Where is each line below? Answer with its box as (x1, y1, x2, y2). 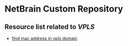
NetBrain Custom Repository (4, 3, 123, 15)
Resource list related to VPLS (4, 23, 95, 31)
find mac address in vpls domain (11, 35, 78, 41)
